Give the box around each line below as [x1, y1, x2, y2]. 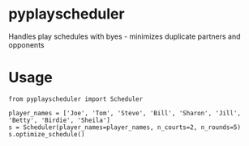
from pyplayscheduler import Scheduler [8, 94, 144, 103]
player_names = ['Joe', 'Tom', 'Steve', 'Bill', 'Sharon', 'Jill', [8, 109, 242, 117]
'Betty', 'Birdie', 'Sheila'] [8, 116, 111, 124]
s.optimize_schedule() [8, 130, 85, 138]
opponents [8, 40, 45, 49]
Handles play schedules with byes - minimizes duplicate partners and [8, 31, 241, 41]
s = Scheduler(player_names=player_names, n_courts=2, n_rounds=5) [8, 123, 242, 131]
